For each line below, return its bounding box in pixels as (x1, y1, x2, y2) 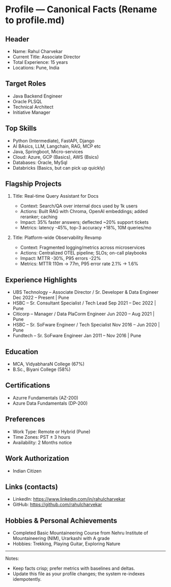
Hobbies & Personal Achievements (5, 516, 118, 525)
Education (5, 347, 39, 356)
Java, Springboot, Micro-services (12, 148, 83, 154)
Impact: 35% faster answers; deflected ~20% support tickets (20, 219, 149, 225)
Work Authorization (5, 454, 69, 463)
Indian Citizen (12, 467, 42, 474)
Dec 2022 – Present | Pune (12, 295, 70, 301)
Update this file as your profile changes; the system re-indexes (12, 571, 145, 577)
